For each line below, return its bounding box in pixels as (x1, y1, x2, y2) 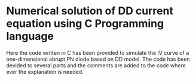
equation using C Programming (6, 17, 164, 30)
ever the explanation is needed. (6, 68, 84, 75)
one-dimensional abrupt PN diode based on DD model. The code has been (6, 55, 190, 63)
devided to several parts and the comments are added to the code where (6, 61, 186, 69)
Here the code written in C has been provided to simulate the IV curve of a (6, 49, 189, 56)
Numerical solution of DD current (6, 4, 173, 18)
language (6, 30, 54, 43)
